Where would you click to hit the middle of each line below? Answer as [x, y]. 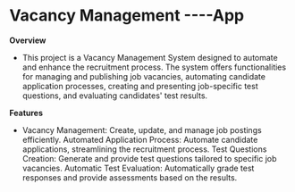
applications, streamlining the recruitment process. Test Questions [144, 149]
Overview [28, 40]
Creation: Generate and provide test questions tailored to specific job [149, 158]
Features [26, 113]
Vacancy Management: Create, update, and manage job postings [142, 129]
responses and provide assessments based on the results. [130, 177]
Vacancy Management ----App [126, 16]
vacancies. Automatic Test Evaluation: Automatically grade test [138, 168]
